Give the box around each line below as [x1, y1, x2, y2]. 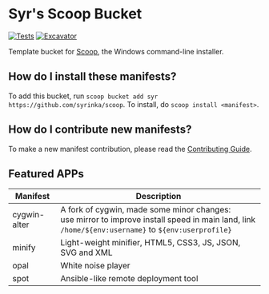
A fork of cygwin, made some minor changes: [60, 205, 231, 216]
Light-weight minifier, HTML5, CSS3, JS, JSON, [60, 237, 241, 248]
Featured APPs [8, 167, 84, 181]
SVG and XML [60, 247, 114, 258]
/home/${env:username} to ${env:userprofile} [60, 224, 232, 236]
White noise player [60, 260, 130, 272]
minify [12, 242, 36, 253]
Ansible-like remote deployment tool [60, 273, 199, 284]
